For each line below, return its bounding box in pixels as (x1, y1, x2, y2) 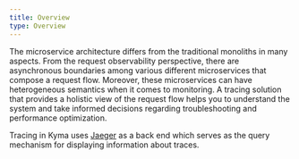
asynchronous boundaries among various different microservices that (9, 64, 267, 76)
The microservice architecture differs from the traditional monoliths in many (9, 46, 288, 56)
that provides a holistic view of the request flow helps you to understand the (9, 93, 291, 104)
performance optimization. (9, 113, 107, 123)
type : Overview (9, 21, 66, 30)
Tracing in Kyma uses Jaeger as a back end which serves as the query (9, 130, 270, 140)
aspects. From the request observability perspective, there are (9, 55, 240, 66)
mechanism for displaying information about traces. (9, 139, 200, 150)
